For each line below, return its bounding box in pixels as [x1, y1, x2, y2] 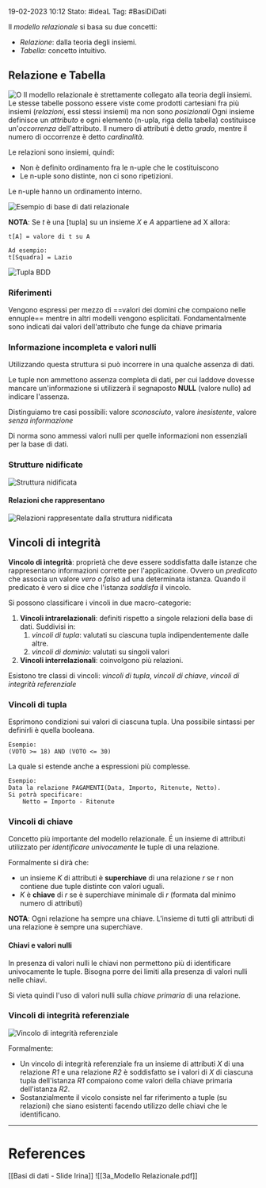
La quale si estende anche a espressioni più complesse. [8, 761, 191, 772]
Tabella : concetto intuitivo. [19, 46, 107, 55]
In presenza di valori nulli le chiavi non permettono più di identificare [8, 958, 231, 968]
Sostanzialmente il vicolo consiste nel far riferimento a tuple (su [19, 1092, 227, 1102]
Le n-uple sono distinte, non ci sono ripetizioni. [19, 171, 173, 181]
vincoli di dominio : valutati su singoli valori [31, 646, 170, 657]
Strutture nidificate [8, 459, 83, 470]
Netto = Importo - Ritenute [22, 798, 115, 806]
